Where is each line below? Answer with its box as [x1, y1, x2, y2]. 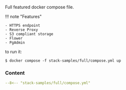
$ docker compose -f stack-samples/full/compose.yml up [5, 58, 121, 63]
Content [5, 69, 25, 76]
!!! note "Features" [5, 14, 42, 19]
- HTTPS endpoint [5, 23, 41, 28]
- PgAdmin [5, 40, 25, 45]
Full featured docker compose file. [5, 4, 74, 10]
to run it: [5, 49, 22, 54]
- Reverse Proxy [5, 27, 38, 32]
